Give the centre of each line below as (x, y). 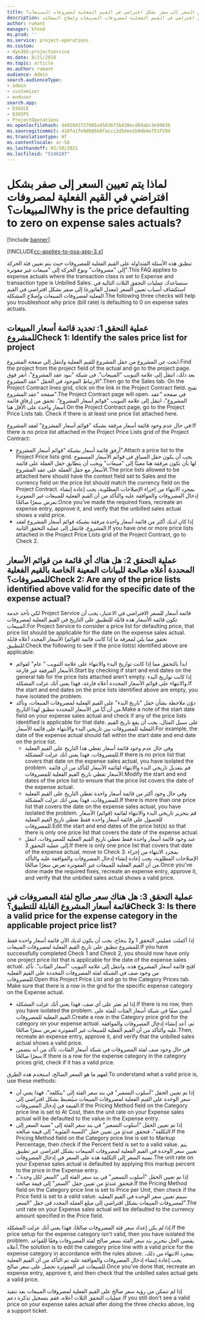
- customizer (23, 92)
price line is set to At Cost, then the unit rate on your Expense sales (100, 1112)
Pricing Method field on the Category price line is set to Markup (96, 1138)
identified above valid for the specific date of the (101, 589)
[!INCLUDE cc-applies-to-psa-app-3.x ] (55, 251)
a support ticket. (27, 1310)
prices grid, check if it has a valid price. (65, 1062)
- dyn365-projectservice (38, 52)
